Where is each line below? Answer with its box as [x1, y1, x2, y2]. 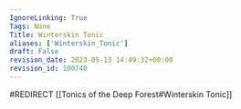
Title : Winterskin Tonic [9, 30, 104, 39]
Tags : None [9, 22, 51, 31]
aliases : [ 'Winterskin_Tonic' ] [9, 38, 129, 48]
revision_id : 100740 [9, 64, 89, 74]
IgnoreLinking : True [9, 13, 89, 23]
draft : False [9, 47, 59, 56]
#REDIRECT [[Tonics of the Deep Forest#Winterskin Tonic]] [9, 88, 233, 100]
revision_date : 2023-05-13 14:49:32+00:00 [9, 55, 173, 64]
